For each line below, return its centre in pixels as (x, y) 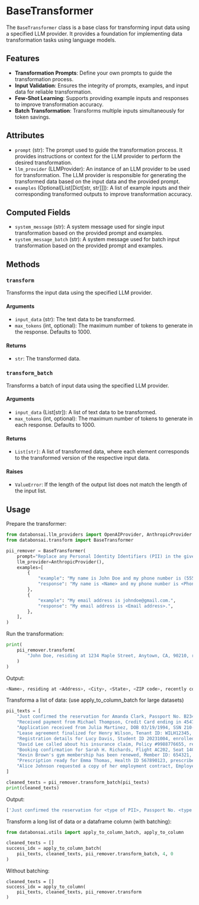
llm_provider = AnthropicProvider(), (61, 562)
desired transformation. (43, 162)
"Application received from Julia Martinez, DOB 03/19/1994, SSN (99, 728)
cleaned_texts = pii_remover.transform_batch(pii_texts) (78, 782)
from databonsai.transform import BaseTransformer (70, 541)
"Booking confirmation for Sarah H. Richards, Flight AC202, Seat (100, 750)
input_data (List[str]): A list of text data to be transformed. (86, 412)
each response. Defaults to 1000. (55, 424)
